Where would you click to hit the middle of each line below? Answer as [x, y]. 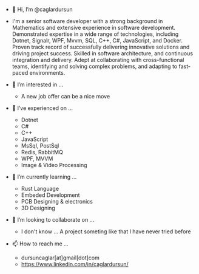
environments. [47, 73]
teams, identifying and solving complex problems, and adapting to [95, 66]
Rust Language [40, 189]
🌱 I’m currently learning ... [44, 177]
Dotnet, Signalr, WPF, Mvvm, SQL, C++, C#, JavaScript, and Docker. [97, 40]
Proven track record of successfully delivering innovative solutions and [101, 47]
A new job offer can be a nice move [66, 96]
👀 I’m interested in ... [38, 84]
